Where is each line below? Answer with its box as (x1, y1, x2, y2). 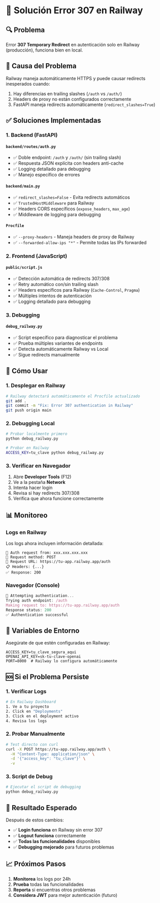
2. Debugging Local (6, 420, 55, 427)
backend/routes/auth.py (6, 144, 56, 149)
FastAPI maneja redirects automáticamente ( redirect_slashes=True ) (13, 101, 155, 108)
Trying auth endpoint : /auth (6, 598, 68, 603)
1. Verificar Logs (6, 688, 47, 695)
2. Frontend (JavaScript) (6, 252, 68, 260)
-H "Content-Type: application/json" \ (10, 752, 95, 757)
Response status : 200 (6, 607, 52, 612)
